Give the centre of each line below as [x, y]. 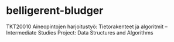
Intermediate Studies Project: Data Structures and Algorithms [80, 32]
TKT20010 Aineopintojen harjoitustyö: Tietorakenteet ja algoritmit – [87, 26]
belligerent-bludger [55, 11]
